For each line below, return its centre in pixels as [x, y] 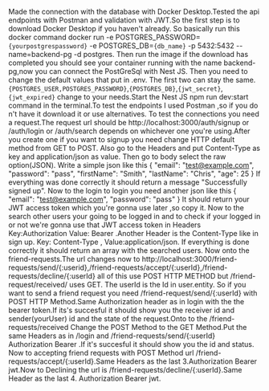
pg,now [21, 71]
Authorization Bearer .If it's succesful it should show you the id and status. [131, 344]
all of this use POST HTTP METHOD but [163, 276]
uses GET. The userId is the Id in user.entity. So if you [158, 285]
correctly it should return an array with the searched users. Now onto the [129, 250]
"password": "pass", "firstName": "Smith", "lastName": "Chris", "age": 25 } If [134, 173]
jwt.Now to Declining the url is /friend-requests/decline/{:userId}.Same [125, 370]
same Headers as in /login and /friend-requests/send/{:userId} [112, 336]
